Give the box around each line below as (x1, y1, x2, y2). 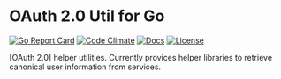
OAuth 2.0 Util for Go (9, 6, 165, 26)
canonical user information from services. (9, 61, 162, 72)
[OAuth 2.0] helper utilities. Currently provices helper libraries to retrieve (9, 52, 272, 62)
